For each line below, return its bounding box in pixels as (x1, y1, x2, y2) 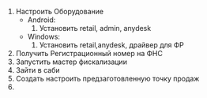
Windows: (27, 32, 61, 41)
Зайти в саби (15, 66, 60, 74)
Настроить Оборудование (15, 7, 104, 16)
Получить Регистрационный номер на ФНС (15, 49, 164, 58)
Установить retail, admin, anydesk (39, 24, 152, 32)
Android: (27, 15, 56, 24)
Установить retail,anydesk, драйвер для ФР (39, 40, 184, 50)
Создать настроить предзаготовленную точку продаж (15, 74, 200, 83)
